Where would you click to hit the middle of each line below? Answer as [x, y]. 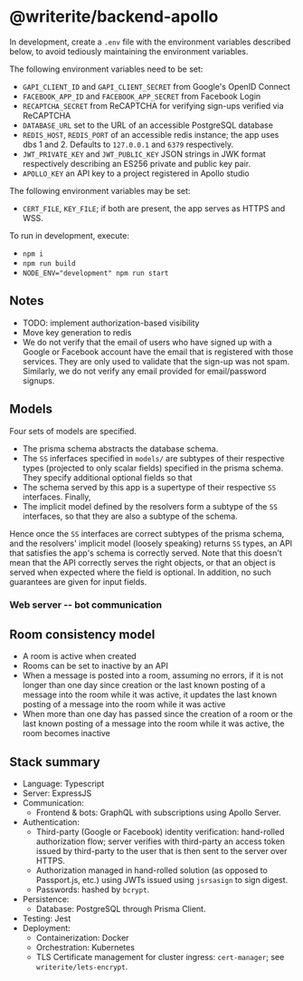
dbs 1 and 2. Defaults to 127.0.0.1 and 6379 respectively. [128, 144]
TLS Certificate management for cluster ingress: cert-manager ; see [160, 957]
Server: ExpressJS [57, 793]
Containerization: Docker [82, 938]
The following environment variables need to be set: [106, 69]
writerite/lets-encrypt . [82, 966]
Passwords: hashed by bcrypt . [93, 889]
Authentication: [51, 822]
